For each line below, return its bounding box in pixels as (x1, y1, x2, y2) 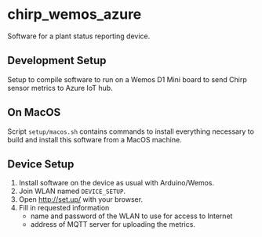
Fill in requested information (18, 203, 110, 213)
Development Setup (7, 54, 107, 67)
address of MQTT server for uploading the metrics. (30, 220, 195, 229)
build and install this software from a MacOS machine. (7, 135, 182, 144)
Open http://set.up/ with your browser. (18, 195, 143, 204)
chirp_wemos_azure (7, 5, 142, 23)
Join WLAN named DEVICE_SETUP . (18, 186, 126, 196)
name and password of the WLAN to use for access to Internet (30, 211, 233, 221)
